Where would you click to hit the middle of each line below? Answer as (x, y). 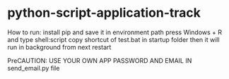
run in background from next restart (59, 47)
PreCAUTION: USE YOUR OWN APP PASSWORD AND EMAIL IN (100, 60)
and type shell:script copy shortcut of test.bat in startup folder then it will (114, 39)
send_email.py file (34, 68)
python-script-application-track (104, 13)
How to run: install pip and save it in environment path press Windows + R (115, 32)
